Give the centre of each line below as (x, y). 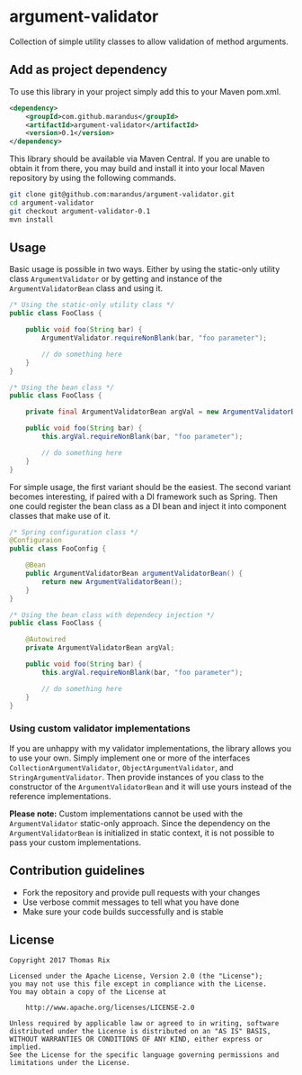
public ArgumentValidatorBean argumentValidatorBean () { (134, 574)
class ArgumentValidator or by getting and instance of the (116, 279)
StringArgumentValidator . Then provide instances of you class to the (137, 777)
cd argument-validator (52, 203)
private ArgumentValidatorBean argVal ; (100, 648)
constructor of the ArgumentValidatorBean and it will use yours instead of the (151, 787)
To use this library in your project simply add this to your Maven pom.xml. (145, 91)
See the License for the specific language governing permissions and (144, 1055)
